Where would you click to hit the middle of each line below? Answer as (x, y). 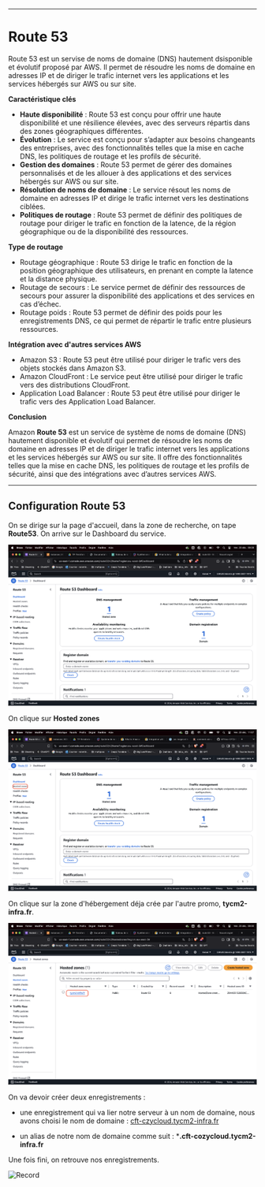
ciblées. (32, 207)
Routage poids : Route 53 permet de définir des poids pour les (121, 312)
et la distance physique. (58, 279)
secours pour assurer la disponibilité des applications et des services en (137, 296)
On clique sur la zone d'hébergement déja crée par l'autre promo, (115, 903)
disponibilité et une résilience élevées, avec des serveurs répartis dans (135, 122)
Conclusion (28, 417)
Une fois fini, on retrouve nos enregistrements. (84, 1159)
